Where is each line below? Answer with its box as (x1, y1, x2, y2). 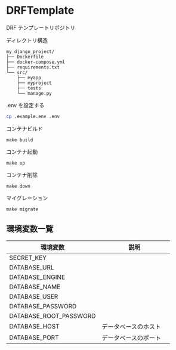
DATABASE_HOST (9, 322, 60, 330)
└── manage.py (17, 90, 52, 96)
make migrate (6, 206, 39, 212)
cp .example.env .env (6, 113, 60, 119)
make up (6, 160, 26, 166)
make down (6, 183, 31, 189)
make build (6, 137, 33, 143)
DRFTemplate (6, 4, 75, 17)
